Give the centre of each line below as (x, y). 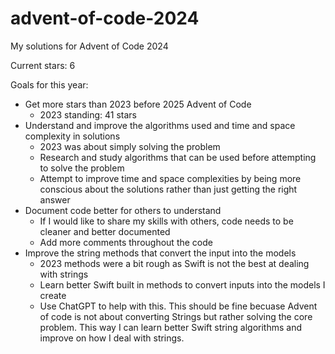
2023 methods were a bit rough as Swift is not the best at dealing (174, 263)
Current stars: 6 (43, 65)
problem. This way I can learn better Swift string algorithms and (170, 327)
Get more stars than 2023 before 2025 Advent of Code (138, 104)
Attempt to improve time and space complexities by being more (170, 178)
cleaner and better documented (105, 231)
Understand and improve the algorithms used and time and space (160, 125)
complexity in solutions (72, 136)
